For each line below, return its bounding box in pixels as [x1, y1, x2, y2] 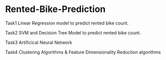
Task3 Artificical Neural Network [5, 39, 72, 45]
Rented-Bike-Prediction [5, 3, 106, 15]
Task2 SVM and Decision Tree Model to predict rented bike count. [5, 29, 141, 35]
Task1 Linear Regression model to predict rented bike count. [5, 20, 129, 26]
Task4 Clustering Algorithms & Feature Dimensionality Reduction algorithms [5, 49, 161, 55]
